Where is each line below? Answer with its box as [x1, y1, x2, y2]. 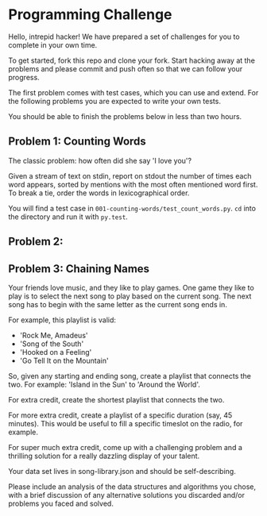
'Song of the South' [19, 339, 84, 348]
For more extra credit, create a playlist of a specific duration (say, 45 [8, 410, 233, 420]
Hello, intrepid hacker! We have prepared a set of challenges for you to [8, 32, 240, 41]
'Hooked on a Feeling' [19, 347, 92, 356]
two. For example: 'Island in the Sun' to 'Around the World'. [8, 379, 200, 389]
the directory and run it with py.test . [8, 212, 129, 221]
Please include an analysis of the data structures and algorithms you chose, [8, 482, 257, 491]
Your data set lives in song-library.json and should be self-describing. [8, 466, 236, 476]
